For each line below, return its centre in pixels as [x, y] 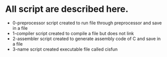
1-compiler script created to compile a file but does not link [73, 33]
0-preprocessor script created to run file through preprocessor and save [87, 23]
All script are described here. [67, 9]
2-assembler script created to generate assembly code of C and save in [86, 39]
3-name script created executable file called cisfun [65, 49]
